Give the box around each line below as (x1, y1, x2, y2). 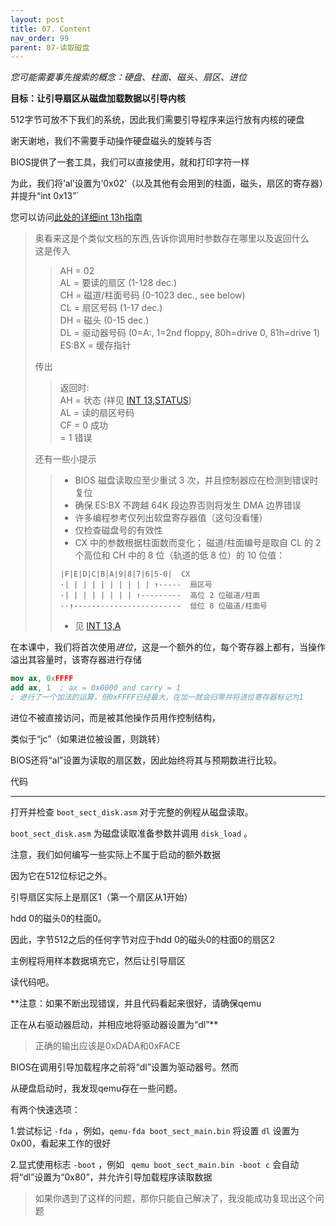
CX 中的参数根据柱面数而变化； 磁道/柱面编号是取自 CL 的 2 (74, 537, 322, 549)
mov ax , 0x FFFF (10, 674, 74, 684)
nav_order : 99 (10, 33, 70, 43)
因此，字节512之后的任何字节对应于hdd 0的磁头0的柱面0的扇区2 (10, 933, 275, 945)
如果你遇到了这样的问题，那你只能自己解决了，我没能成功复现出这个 (34, 1192, 316, 1204)
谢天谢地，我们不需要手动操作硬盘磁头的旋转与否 (10, 135, 212, 147)
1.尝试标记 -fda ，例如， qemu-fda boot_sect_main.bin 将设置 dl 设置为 (10, 1124, 300, 1136)
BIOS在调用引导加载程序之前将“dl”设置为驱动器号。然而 (10, 1061, 239, 1073)
